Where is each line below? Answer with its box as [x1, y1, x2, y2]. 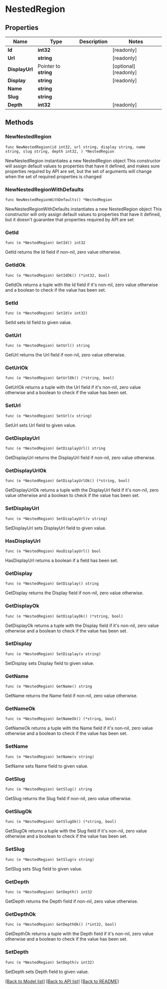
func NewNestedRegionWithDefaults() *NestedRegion [5, 197, 112, 202]
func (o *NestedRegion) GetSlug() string [5, 787, 92, 792]
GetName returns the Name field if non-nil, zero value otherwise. [5, 693, 138, 699]
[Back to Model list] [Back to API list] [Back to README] [5, 978, 119, 984]
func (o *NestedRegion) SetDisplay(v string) [5, 652, 101, 657]
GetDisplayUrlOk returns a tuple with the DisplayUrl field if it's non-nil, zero [5, 487, 159, 493]
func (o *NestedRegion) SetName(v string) [5, 754, 94, 759]
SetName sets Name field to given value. [5, 763, 88, 769]
